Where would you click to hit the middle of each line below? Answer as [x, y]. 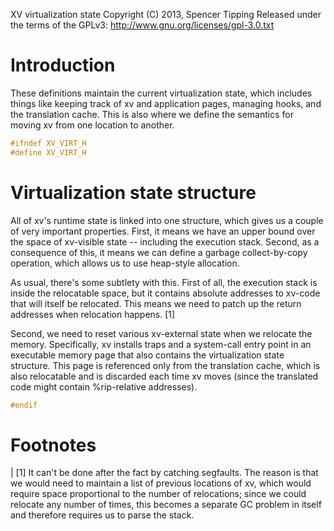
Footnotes [53, 445]
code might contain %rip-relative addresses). [104, 386]
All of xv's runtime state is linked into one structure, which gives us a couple [167, 220]
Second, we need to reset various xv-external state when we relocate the [161, 333]
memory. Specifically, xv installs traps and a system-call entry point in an [161, 344]
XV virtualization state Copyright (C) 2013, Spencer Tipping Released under [166, 14]
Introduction [63, 65]
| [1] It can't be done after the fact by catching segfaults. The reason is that [164, 473]
